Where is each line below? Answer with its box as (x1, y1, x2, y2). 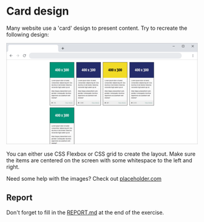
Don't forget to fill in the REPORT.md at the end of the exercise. (6, 209, 165, 216)
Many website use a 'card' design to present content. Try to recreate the (6, 24, 188, 32)
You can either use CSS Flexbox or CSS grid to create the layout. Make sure (6, 150, 196, 158)
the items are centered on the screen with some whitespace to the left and (6, 156, 192, 164)
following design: (6, 30, 50, 38)
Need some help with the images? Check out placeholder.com (6, 175, 162, 182)
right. (6, 163, 20, 170)
